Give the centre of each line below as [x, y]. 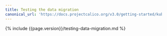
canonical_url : [21, 14]
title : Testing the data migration [42, 10]
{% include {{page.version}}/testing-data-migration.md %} [65, 28]
